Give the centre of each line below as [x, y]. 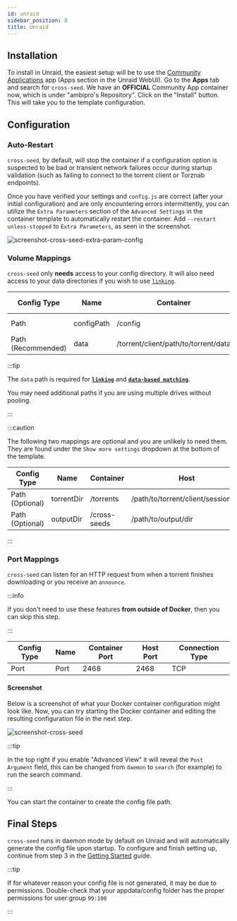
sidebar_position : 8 [38, 20]
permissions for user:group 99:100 [57, 898]
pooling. [19, 401]
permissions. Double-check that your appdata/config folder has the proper [116, 891]
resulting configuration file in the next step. [70, 718]
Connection [199, 648]
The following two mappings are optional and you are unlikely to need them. [117, 441]
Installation [32, 55]
